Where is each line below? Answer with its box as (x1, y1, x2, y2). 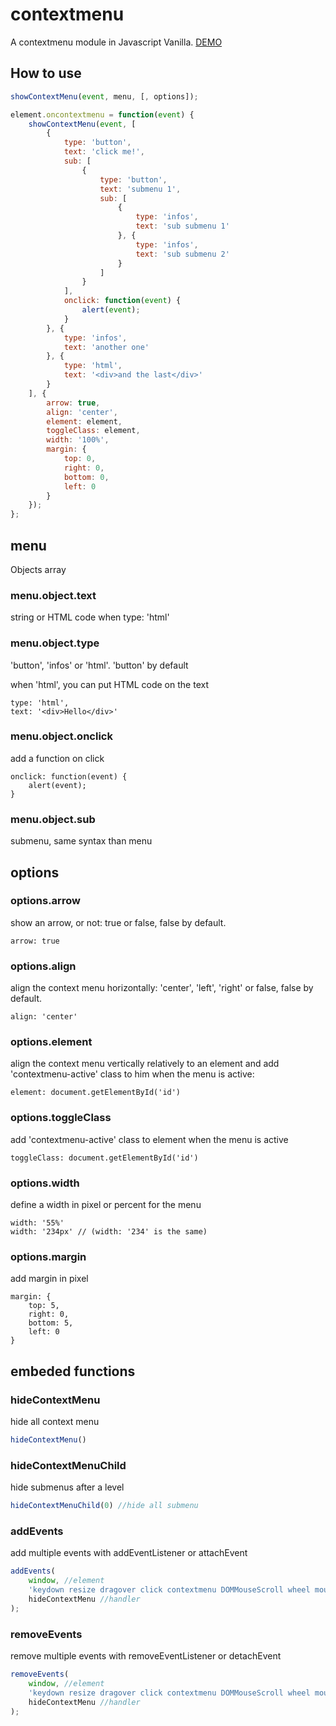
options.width (10, 1176, 80, 1190)
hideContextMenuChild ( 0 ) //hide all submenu (10, 1501, 199, 1511)
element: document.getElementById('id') (10, 1088, 182, 1098)
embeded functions (10, 1363, 136, 1380)
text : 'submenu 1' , (99, 184, 182, 194)
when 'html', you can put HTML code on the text (10, 678, 209, 690)
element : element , (46, 416, 123, 427)
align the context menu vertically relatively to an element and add (10, 1058, 280, 1070)
